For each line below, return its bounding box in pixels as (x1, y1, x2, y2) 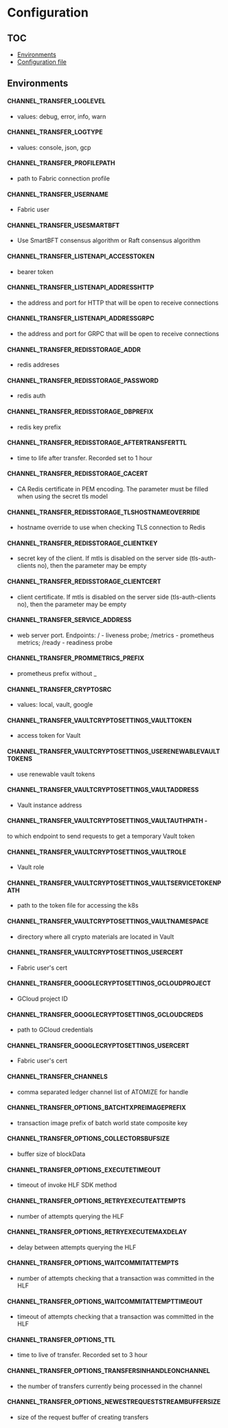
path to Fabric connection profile (16, 174, 110, 182)
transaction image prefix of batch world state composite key (16, 1118, 187, 1127)
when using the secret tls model (16, 492, 109, 500)
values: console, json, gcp (16, 143, 91, 151)
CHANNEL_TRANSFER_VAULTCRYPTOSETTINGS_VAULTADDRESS (7, 786, 199, 794)
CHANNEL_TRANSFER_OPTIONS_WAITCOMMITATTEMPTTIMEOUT (7, 1297, 203, 1306)
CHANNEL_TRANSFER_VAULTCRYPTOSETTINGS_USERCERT (7, 948, 183, 957)
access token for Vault (16, 732, 81, 740)
